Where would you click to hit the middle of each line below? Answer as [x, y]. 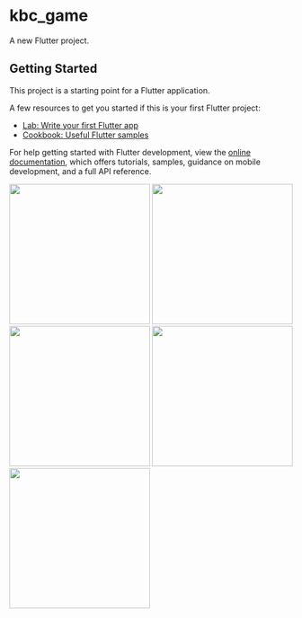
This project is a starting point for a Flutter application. [110, 90]
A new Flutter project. [49, 40]
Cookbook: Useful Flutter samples [85, 135]
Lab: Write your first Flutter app [80, 125]
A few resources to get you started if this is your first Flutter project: [135, 108]
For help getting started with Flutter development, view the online [130, 152]
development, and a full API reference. [80, 171]
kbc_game [49, 16]
